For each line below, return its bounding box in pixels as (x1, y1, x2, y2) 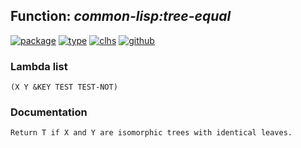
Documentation (10, 105, 88, 119)
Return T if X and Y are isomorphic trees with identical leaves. (10, 128, 293, 138)
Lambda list (10, 59, 68, 73)
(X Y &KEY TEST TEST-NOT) (10, 82, 118, 93)
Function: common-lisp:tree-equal (10, 8, 232, 25)
